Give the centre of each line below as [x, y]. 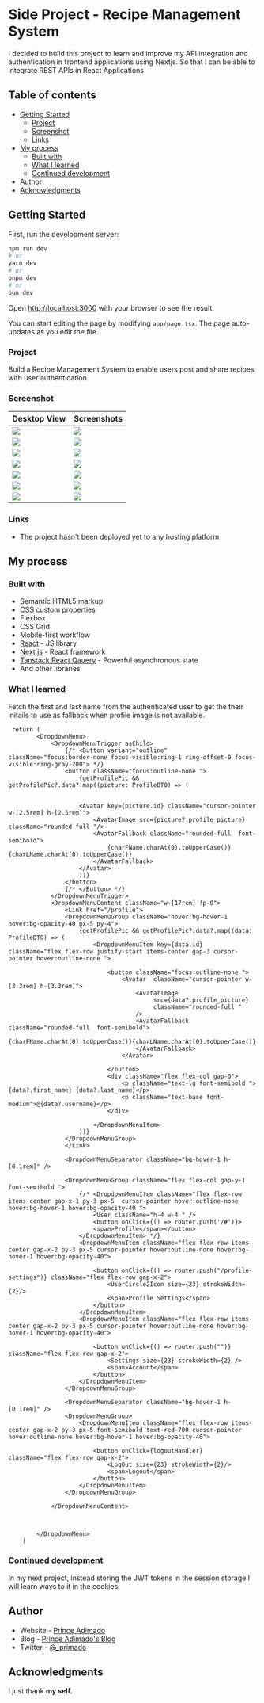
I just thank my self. [40, 1691]
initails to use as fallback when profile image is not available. [107, 715]
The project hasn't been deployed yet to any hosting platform [119, 536]
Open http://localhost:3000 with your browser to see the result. [111, 307]
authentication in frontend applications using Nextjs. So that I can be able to [132, 62]
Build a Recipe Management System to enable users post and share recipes [131, 369]
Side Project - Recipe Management [124, 15]
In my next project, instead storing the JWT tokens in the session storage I [129, 1578]
